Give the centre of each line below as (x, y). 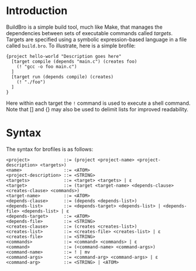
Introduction (37, 11)
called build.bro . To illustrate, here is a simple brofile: (71, 46)
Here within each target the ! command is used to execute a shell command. (98, 103)
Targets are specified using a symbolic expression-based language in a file (97, 39)
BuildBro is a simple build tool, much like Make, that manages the (84, 27)
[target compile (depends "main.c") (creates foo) (74, 61)
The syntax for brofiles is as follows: (50, 149)
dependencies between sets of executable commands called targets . (89, 33)
